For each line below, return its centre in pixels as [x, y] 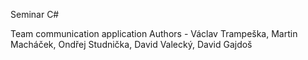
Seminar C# [35, 14]
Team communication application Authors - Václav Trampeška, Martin [154, 33]
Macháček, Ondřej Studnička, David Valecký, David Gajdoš [131, 44]
